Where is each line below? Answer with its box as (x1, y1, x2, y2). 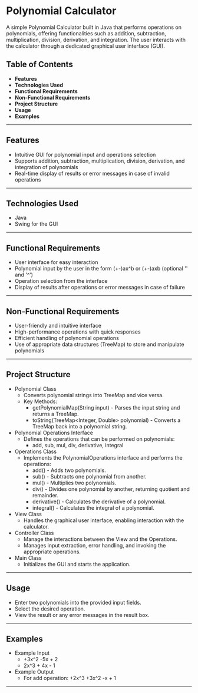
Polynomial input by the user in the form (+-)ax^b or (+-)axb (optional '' (14, 265, 188, 272)
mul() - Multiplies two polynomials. (32, 479, 117, 486)
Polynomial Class (14, 385, 57, 392)
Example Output (14, 668, 54, 675)
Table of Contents (6, 60, 74, 70)
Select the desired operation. (14, 605, 85, 612)
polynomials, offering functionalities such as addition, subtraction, (6, 29, 166, 37)
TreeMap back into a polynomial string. (32, 423, 127, 430)
